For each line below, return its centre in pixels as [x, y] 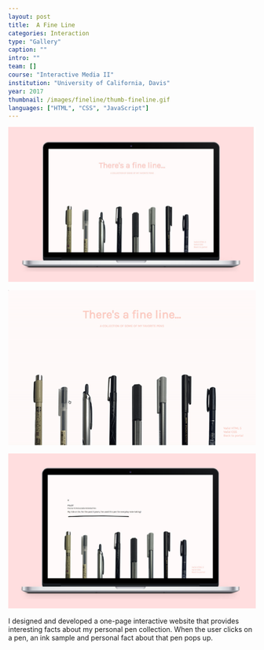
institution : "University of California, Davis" [89, 83]
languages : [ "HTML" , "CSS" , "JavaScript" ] [79, 108]
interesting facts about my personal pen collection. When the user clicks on [130, 630]
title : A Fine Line [42, 25]
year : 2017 [26, 91]
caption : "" [27, 50]
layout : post [29, 17]
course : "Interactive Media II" [61, 75]
